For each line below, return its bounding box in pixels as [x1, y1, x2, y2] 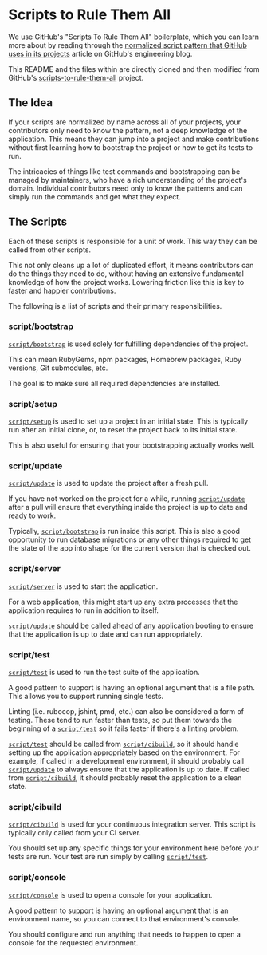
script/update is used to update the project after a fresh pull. [8, 479, 209, 488]
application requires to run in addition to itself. [8, 605, 159, 615]
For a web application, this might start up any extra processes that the [8, 597, 238, 606]
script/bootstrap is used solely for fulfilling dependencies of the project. [8, 339, 249, 349]
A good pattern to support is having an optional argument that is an [8, 906, 229, 915]
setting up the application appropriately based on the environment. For [8, 748, 241, 757]
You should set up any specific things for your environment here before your [8, 843, 259, 853]
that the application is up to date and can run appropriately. [8, 629, 203, 639]
